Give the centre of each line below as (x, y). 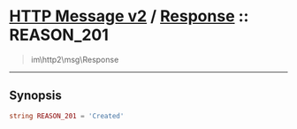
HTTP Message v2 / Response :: (129, 16)
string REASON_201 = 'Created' (67, 116)
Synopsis (35, 96)
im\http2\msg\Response (75, 59)
